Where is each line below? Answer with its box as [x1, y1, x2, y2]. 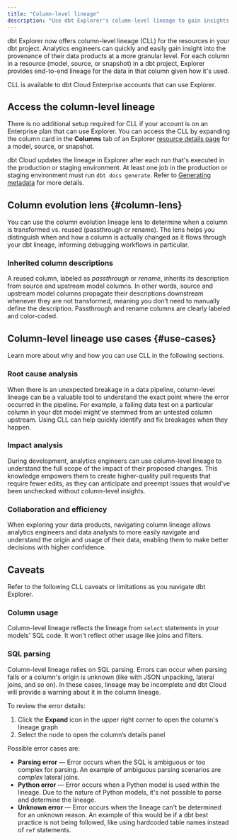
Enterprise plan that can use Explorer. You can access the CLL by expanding [7, 127, 231, 135]
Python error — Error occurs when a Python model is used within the [17, 780, 221, 789]
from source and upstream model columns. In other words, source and [7, 281, 214, 291]
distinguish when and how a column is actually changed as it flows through [7, 233, 226, 242]
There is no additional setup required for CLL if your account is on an [7, 120, 209, 128]
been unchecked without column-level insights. [7, 486, 146, 495]
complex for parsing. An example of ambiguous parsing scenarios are [17, 765, 221, 773]
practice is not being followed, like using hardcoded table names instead [17, 818, 229, 827]
